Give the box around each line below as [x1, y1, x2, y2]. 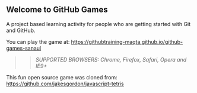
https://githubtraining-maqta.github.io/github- [71, 38, 183, 45]
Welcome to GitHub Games [6, 5, 108, 15]
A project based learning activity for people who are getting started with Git [6, 20, 191, 27]
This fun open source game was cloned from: [6, 73, 117, 81]
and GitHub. [6, 27, 36, 34]
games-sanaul [6, 44, 42, 52]
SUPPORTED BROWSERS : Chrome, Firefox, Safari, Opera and [35, 56, 187, 63]
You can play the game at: [6, 38, 70, 45]
